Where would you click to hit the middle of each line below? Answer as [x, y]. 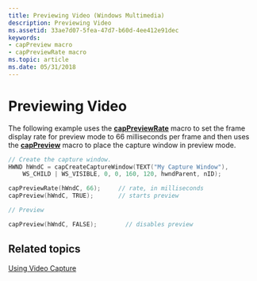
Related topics [44, 249]
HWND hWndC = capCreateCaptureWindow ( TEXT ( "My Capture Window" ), [118, 167]
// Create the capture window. [60, 159]
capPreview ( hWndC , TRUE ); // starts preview [94, 196]
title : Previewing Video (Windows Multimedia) [86, 15]
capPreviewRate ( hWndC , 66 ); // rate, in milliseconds [106, 188]
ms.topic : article [38, 60]
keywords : [25, 38]
